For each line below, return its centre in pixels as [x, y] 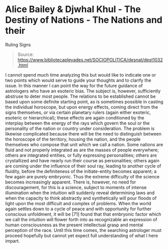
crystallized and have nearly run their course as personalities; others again [82, 160]
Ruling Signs [18, 44]
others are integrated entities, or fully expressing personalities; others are [81, 155]
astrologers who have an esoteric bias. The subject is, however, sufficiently [83, 91]
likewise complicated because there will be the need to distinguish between [83, 134]
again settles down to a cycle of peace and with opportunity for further [78, 209]
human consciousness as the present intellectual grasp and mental [74, 225]
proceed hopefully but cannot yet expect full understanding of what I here [81, 235]
